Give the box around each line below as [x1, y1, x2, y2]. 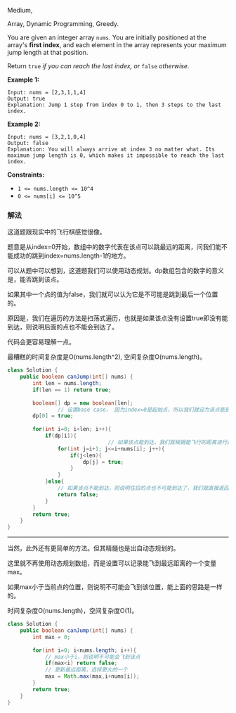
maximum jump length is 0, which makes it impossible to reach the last [7, 152, 225, 159]
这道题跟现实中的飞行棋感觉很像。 [7, 228, 106, 236]
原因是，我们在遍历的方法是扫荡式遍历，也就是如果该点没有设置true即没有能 [7, 314, 228, 322]
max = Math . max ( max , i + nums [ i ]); [44, 673, 140, 680]
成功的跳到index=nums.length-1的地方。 [13, 251, 130, 260]
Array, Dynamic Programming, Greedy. [7, 20, 119, 27]
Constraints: [7, 170, 45, 179]
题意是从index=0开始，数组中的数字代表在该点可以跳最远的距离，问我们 [7, 243, 216, 251]
